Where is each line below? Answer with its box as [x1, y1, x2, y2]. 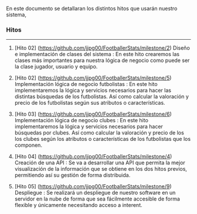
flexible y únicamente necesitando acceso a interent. [14, 202, 142, 209]
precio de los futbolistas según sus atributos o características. [14, 99, 165, 106]
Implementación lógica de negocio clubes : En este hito [14, 117, 148, 124]
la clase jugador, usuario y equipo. [14, 63, 98, 70]
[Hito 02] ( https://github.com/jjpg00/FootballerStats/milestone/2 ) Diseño [14, 44, 191, 51]
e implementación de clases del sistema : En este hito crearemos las [14, 51, 180, 58]
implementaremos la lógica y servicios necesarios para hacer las [14, 87, 172, 94]
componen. [14, 141, 43, 149]
